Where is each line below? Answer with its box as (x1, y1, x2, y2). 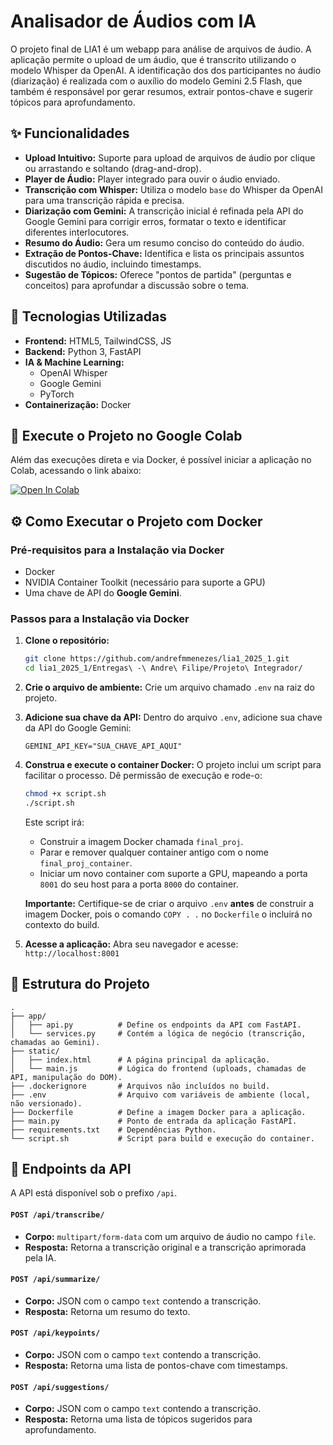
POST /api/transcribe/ (10, 1210, 105, 1220)
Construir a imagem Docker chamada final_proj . (39, 835, 244, 847)
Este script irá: (24, 816, 85, 828)
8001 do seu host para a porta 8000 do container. (39, 878, 239, 890)
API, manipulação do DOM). (10, 1072, 123, 1082)
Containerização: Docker (24, 398, 132, 410)
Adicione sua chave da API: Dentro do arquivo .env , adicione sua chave (24, 711, 323, 724)
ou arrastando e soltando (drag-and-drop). (24, 162, 202, 174)
